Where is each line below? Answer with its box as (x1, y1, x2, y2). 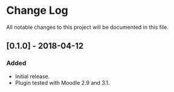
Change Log (6, 4, 68, 17)
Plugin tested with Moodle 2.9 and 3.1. (14, 79, 110, 86)
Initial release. (14, 73, 50, 80)
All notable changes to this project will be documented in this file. (6, 23, 169, 31)
